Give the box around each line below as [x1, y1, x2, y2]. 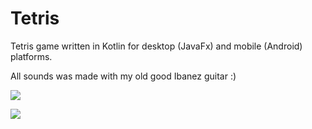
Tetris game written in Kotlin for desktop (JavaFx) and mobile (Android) [10, 40, 303, 52]
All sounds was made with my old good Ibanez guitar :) [10, 70, 237, 82]
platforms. [10, 50, 53, 62]
